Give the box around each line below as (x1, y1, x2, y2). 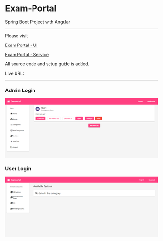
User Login (5, 165, 32, 172)
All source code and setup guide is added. (5, 61, 90, 67)
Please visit (5, 32, 28, 39)
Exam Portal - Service (5, 51, 49, 57)
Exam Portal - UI (5, 42, 38, 48)
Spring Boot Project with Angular (5, 19, 71, 25)
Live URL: (5, 70, 24, 76)
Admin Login (5, 87, 35, 93)
